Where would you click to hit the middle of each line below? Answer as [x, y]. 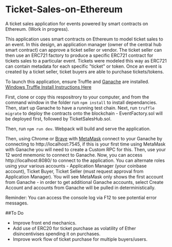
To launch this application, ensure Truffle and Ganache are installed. [78, 81]
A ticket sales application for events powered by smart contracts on [77, 24]
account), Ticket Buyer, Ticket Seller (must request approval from [74, 171]
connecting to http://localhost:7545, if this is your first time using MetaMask [85, 144]
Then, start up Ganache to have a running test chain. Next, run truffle [80, 108]
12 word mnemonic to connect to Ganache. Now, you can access [74, 155]
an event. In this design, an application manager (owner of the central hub [83, 44]
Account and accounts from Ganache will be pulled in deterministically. [80, 188]
